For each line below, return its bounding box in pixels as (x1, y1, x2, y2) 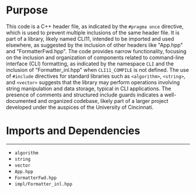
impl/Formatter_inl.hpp (14, 181, 73, 187)
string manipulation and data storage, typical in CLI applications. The (6, 85, 171, 92)
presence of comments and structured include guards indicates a (6, 91, 163, 98)
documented (6, 97, 37, 104)
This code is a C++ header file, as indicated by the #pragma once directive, (6, 23, 184, 30)
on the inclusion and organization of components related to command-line (6, 54, 184, 61)
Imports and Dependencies (6, 124, 141, 137)
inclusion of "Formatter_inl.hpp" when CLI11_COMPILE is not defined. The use (6, 66, 190, 73)
